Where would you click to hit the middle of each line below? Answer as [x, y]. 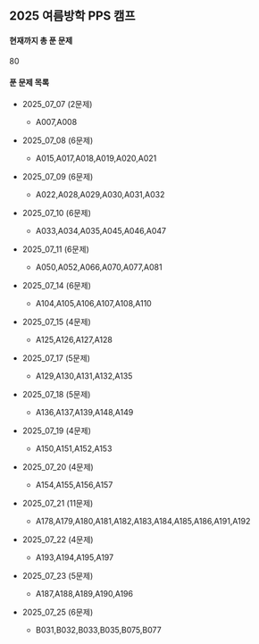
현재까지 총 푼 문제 [41, 40]
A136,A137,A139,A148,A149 [84, 412]
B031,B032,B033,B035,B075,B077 [99, 630]
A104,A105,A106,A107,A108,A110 [93, 303]
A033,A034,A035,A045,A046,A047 [101, 230]
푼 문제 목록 [29, 82]
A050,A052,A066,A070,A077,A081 [99, 267]
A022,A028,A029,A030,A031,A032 [100, 194]
